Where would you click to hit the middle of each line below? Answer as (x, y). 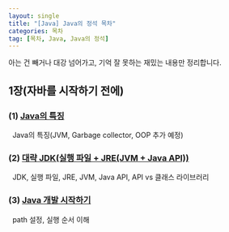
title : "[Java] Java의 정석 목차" (62, 24)
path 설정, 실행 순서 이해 (51, 219)
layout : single (34, 16)
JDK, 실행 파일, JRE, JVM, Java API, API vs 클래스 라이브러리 (110, 177)
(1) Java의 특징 (36, 116)
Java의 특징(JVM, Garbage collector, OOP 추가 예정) (98, 135)
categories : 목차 (36, 31)
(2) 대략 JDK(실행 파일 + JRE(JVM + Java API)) (99, 157)
